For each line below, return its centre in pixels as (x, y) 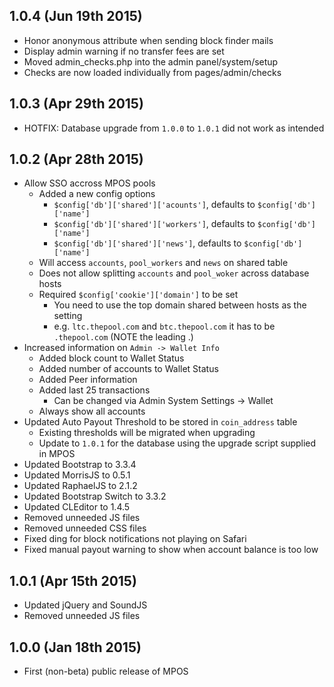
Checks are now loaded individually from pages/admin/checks (152, 72)
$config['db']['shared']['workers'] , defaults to (154, 224)
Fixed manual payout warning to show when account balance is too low (171, 550)
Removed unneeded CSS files (85, 528)
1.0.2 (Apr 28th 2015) (76, 159)
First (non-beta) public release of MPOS (106, 671)
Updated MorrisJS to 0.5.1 (77, 475)
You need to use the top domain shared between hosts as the (180, 305)
